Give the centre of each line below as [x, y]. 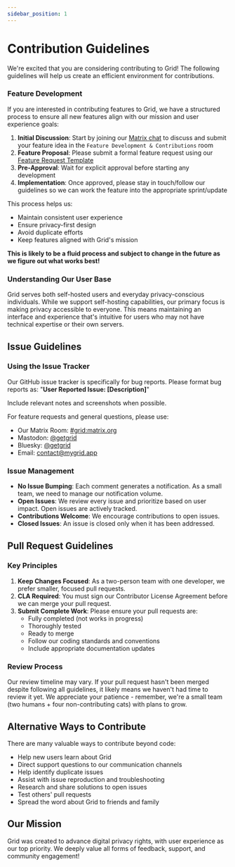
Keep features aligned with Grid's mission [78, 239]
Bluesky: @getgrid [44, 445]
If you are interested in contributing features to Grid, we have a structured [114, 109]
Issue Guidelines [45, 347]
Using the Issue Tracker [48, 367]
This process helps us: [40, 203]
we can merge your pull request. [64, 603]
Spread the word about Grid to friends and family [88, 802]
